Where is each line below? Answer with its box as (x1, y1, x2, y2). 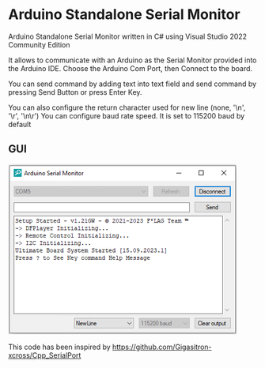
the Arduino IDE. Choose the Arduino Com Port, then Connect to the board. (8, 63, 253, 73)
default (8, 119, 32, 129)
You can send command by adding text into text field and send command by (8, 79, 257, 88)
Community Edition (8, 39, 70, 49)
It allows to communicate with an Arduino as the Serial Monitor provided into (8, 55, 257, 65)
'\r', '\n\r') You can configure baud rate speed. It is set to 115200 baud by (8, 111, 245, 120)
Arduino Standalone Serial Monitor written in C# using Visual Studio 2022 (8, 32, 248, 41)
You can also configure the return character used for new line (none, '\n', (8, 103, 246, 112)
